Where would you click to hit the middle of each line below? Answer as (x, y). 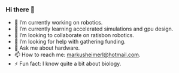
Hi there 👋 (20, 10)
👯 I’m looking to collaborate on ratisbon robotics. (74, 35)
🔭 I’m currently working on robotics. (58, 23)
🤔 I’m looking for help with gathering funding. (70, 42)
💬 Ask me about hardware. (47, 48)
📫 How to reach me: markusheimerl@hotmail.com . (77, 55)
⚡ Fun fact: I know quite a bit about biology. (68, 64)
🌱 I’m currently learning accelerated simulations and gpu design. (94, 29)
